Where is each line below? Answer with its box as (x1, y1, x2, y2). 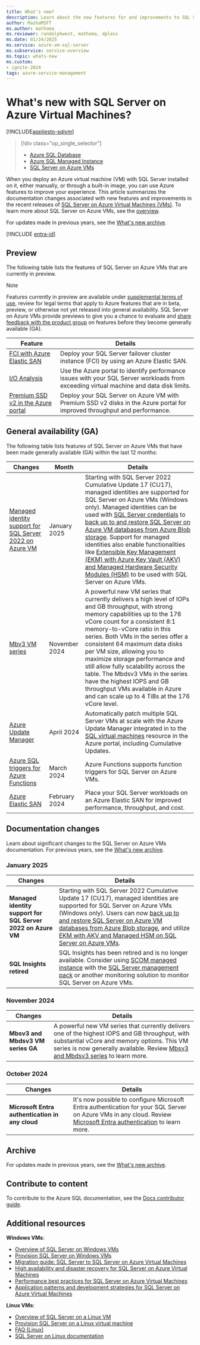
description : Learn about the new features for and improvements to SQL (6, 14, 190, 20)
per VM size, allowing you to (85, 647, 164, 655)
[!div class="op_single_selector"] (20, 140, 102, 147)
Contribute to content (6, 1179, 88, 1189)
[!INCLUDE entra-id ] (6, 231, 56, 238)
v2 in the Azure (9, 399, 52, 407)
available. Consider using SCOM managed (58, 956, 177, 964)
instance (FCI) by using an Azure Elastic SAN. (60, 357, 187, 365)
